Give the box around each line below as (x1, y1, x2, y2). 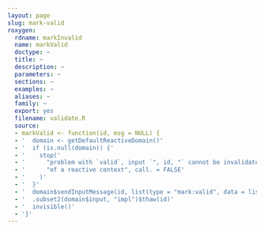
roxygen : (7, 26, 36, 34)
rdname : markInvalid (14, 33, 82, 42)
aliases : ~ (14, 92, 51, 100)
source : (14, 122, 40, 130)
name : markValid (14, 41, 68, 49)
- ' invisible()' (14, 202, 76, 210)
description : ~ (14, 63, 65, 71)
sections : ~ (14, 77, 55, 85)
